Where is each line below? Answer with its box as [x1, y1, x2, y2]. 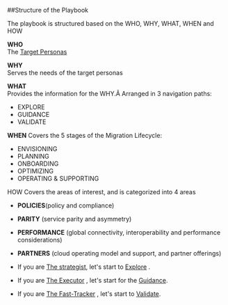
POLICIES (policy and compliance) [17, 201, 115, 210]
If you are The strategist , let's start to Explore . [17, 263, 151, 271]
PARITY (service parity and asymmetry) [17, 215, 132, 223]
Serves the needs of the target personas [7, 69, 123, 77]
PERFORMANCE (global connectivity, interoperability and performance [17, 228, 221, 236]
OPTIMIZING [17, 167, 54, 175]
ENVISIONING [17, 145, 58, 152]
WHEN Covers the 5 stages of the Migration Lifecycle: [7, 132, 162, 139]
